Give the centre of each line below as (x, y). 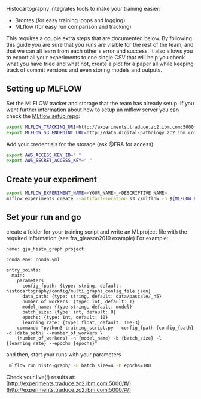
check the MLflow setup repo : (43, 116)
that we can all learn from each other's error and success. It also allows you (100, 51)
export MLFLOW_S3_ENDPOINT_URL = (46, 132)
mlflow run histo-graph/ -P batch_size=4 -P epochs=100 (80, 365)
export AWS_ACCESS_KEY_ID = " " (44, 155)
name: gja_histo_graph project (45, 249)
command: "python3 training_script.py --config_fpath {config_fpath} (106, 328)
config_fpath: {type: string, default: (71, 286)
